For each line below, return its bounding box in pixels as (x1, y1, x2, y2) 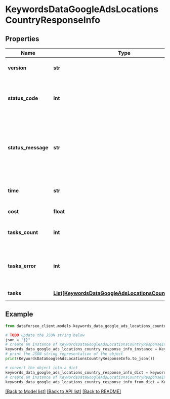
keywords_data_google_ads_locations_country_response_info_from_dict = (5, 379, 159, 384)
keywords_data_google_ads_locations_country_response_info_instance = (5, 347, 157, 352)
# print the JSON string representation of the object (5, 351, 123, 356)
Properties (5, 34, 39, 43)
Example (5, 310, 33, 318)
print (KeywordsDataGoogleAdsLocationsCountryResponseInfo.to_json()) (5, 356, 155, 362)
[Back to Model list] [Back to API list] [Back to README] (5, 388, 121, 394)
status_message (8, 144, 49, 151)
